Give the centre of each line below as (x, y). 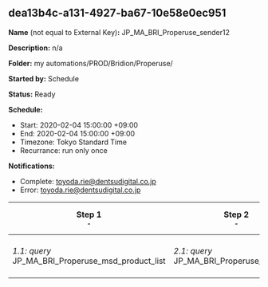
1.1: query (32, 250)
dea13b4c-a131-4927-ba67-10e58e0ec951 (117, 13)
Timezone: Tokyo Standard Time (73, 142)
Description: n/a (35, 48)
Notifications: (32, 166)
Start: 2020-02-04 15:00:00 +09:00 (79, 125)
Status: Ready (32, 94)
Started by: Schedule (44, 78)
